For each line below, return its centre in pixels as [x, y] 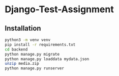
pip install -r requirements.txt [40, 44]
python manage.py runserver [35, 68]
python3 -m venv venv [28, 40]
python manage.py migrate [32, 54]
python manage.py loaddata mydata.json [47, 59]
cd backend [16, 49]
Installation [23, 28]
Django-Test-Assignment [59, 9]
